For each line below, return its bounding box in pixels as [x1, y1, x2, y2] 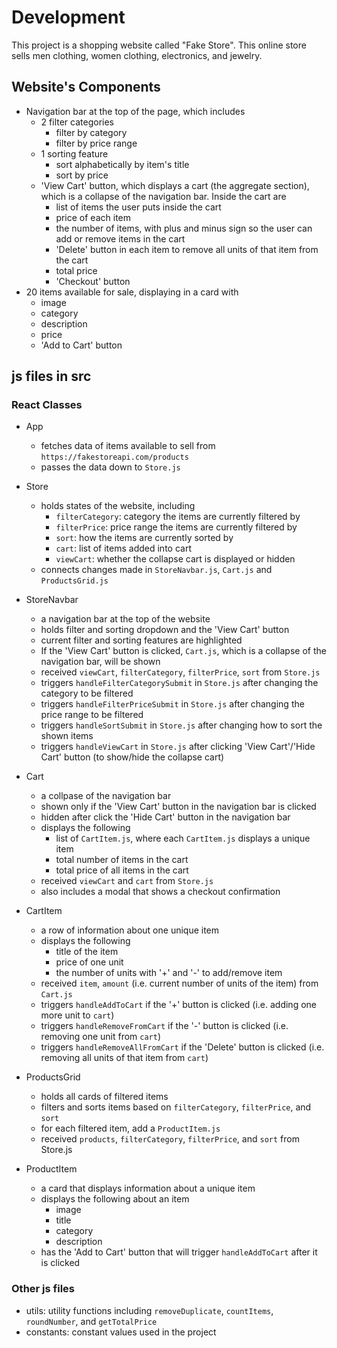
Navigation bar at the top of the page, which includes [25, 105, 246, 117]
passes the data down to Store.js [40, 461, 181, 473]
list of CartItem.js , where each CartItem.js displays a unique [55, 832, 311, 845]
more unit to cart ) [40, 1009, 115, 1021]
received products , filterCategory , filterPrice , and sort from [40, 1133, 300, 1145]
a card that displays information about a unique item [40, 1182, 256, 1195]
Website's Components [11, 79, 161, 96]
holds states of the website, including [40, 500, 196, 512]
